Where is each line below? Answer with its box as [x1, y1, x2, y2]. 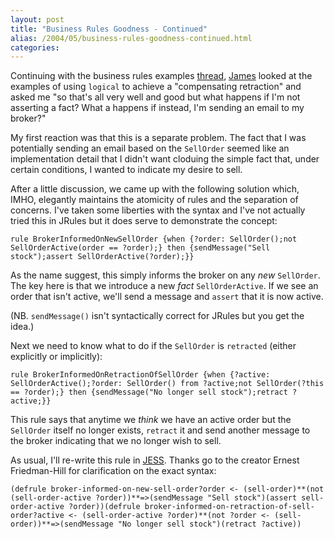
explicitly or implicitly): [10, 351, 103, 363]
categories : [10, 42, 60, 53]
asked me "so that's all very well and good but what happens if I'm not [10, 91, 301, 103]
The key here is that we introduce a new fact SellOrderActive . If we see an [10, 280, 319, 292]
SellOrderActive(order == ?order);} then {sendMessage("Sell [10, 243, 271, 253]
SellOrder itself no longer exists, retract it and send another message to [10, 424, 311, 436]
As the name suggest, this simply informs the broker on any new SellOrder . [10, 269, 321, 281]
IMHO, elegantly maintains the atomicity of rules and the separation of [10, 194, 299, 206]
